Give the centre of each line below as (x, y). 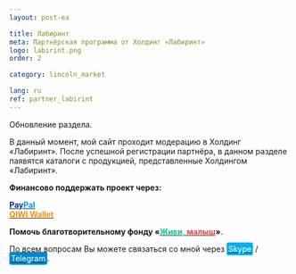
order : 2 (25, 59)
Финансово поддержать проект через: (86, 187)
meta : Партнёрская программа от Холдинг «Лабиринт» (107, 42)
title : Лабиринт (39, 33)
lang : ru (25, 91)
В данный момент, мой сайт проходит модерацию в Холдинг (125, 141)
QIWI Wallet (32, 214)
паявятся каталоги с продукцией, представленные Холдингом (128, 161)
